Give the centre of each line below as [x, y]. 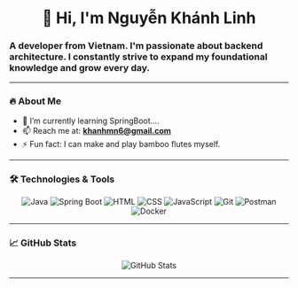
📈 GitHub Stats [43, 243]
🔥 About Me [35, 101]
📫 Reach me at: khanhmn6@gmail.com [96, 130]
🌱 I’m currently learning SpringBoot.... [90, 121]
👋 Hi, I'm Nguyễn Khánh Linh [149, 18]
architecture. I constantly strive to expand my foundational [138, 57]
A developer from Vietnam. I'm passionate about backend [136, 46]
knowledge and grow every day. [80, 68]
